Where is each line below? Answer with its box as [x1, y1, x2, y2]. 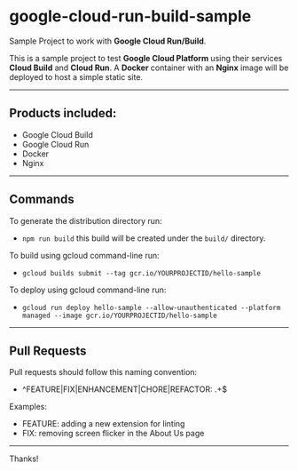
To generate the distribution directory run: [9, 215, 162, 226]
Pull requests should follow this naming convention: [9, 367, 198, 378]
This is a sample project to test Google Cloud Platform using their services [9, 52, 283, 63]
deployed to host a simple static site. [9, 71, 144, 82]
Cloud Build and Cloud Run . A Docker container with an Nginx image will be [9, 62, 289, 73]
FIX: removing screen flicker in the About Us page [21, 428, 205, 439]
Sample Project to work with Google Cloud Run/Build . [9, 36, 207, 46]
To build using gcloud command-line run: [9, 250, 160, 260]
